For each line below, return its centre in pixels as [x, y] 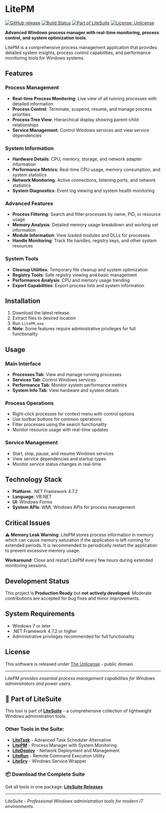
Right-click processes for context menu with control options [73, 414]
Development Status [37, 581]
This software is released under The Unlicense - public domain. [70, 664]
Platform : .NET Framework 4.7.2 [45, 492]
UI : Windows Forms [32, 502]
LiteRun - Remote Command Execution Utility [59, 755]
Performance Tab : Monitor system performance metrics [70, 385]
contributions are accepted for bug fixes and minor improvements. [73, 598]
